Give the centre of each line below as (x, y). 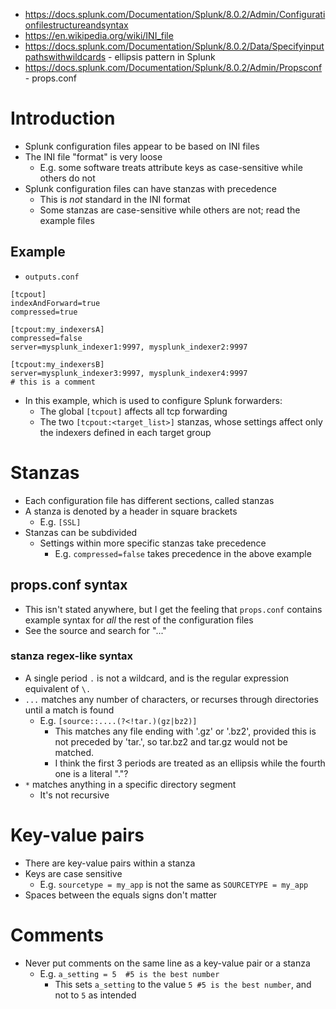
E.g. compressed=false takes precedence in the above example (183, 553)
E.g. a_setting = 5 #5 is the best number (129, 973)
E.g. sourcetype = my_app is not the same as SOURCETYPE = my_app (174, 884)
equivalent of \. (58, 688)
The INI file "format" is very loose (93, 156)
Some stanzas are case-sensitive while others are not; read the (170, 210)
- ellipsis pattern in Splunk (162, 57)
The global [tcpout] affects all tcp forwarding (133, 411)
